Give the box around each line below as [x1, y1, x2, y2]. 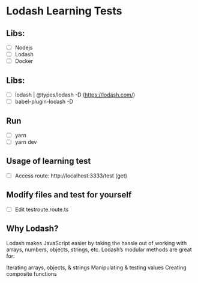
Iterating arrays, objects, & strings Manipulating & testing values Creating [6, 264, 187, 271]
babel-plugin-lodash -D [14, 98, 74, 106]
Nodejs [14, 44, 33, 51]
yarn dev [14, 139, 37, 145]
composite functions [6, 270, 57, 277]
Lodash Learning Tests [6, 4, 122, 18]
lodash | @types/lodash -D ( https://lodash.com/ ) [14, 91, 136, 98]
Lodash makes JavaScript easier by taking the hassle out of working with [6, 239, 187, 246]
